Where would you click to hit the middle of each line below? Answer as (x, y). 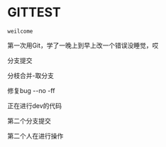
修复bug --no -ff (31, 90)
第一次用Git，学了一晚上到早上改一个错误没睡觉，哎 (83, 45)
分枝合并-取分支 (31, 75)
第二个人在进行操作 (35, 136)
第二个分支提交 (29, 121)
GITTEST (34, 12)
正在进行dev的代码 (35, 105)
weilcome (20, 31)
